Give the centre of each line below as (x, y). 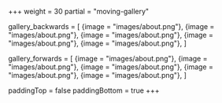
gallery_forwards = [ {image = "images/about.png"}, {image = (108, 59)
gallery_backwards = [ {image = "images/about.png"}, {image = (111, 26)
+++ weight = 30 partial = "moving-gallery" (79, 11)
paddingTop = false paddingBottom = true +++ (84, 90)
